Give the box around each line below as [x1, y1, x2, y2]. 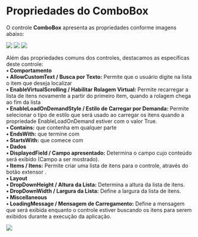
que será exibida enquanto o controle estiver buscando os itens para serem [6, 206, 192, 213]
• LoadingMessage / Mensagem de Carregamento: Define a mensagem [6, 200, 185, 207]
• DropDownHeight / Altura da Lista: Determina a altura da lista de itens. [6, 181, 185, 188]
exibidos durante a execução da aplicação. [6, 213, 112, 220]
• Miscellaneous [6, 193, 48, 201]
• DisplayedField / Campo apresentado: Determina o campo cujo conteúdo [6, 149, 192, 156]
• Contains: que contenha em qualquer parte [6, 124, 117, 131]
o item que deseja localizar [6, 79, 73, 87]
